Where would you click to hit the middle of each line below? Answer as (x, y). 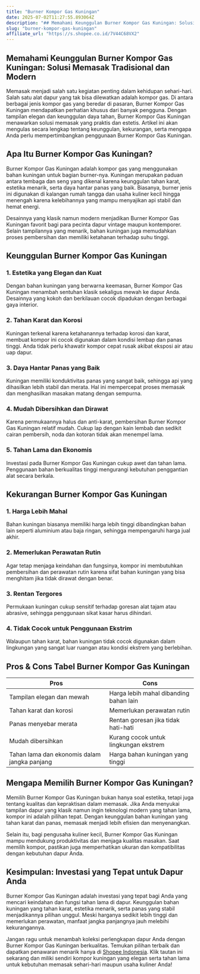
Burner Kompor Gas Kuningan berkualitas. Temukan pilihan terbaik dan (93, 945)
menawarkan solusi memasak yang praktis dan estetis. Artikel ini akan (92, 122)
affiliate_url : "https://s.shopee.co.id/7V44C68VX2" (73, 34)
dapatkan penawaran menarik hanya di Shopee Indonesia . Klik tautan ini (95, 951)
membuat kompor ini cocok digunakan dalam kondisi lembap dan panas (94, 339)
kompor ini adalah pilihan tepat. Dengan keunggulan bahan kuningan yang (97, 816)
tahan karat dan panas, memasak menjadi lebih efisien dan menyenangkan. (99, 823)
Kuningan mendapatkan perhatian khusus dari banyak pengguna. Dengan (96, 110)
